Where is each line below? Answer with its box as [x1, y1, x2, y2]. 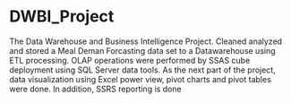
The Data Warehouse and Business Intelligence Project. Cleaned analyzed [9, 36, 283, 47]
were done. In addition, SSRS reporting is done [9, 83, 182, 94]
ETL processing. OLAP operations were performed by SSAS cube [9, 55, 251, 65]
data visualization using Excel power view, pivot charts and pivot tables [9, 73, 271, 84]
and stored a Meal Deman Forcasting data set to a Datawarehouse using [9, 45, 276, 56]
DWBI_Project [9, 6, 115, 27]
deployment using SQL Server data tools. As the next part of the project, [9, 64, 276, 75]
